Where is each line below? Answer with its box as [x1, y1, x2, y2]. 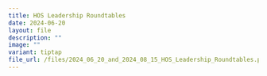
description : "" [8, 33, 62, 42]
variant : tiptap [8, 48, 62, 56]
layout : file [8, 26, 52, 34]
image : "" [8, 41, 41, 49]
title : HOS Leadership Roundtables [8, 11, 126, 20]
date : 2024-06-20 [8, 19, 66, 27]
